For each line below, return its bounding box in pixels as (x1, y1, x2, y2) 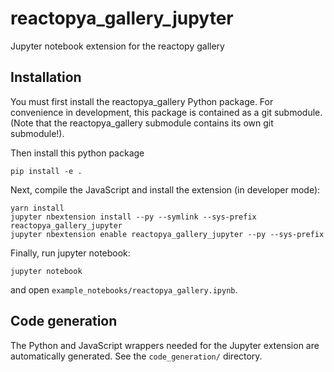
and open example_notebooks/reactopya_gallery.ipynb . (10, 283, 238, 296)
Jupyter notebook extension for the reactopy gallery (10, 40, 225, 52)
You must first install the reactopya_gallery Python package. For (10, 95, 274, 107)
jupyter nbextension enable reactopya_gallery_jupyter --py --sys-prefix (10, 229, 325, 239)
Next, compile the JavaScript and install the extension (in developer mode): (10, 183, 321, 196)
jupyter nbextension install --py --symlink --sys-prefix (10, 212, 257, 222)
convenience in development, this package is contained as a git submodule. (10, 106, 323, 118)
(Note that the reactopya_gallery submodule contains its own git (10, 117, 274, 129)
